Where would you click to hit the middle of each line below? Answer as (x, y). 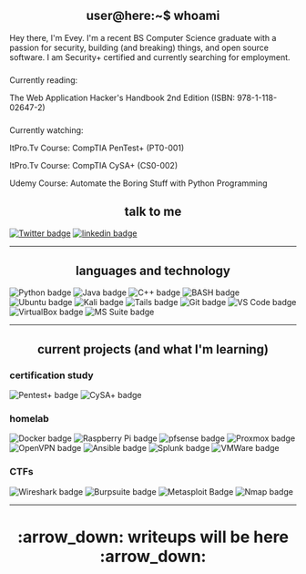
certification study (51, 375)
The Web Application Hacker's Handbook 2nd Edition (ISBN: (122, 97)
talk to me (153, 212)
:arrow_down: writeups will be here (153, 537)
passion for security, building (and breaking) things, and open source (139, 47)
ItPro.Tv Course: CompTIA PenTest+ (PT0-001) (97, 148)
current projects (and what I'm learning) (153, 349)
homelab (30, 418)
